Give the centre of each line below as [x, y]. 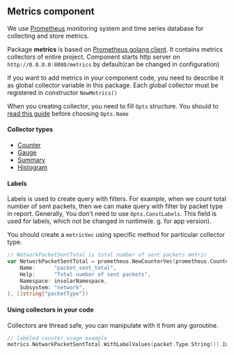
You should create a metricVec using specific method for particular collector [116, 235]
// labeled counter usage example [57, 338]
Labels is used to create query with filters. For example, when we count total [117, 199]
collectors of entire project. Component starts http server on [94, 57]
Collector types [30, 129]
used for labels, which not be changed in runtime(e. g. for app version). [109, 221]
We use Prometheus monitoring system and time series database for [106, 28]
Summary [31, 160]
